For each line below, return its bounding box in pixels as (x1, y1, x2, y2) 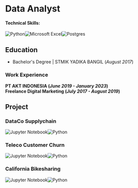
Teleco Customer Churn (5, 141, 65, 148)
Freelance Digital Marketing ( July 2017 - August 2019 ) (5, 88, 120, 94)
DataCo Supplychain (5, 117, 57, 124)
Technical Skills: (5, 20, 40, 26)
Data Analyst (5, 3, 61, 15)
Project (5, 102, 29, 111)
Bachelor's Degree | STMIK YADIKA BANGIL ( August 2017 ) (12, 59, 134, 65)
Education (5, 46, 38, 54)
